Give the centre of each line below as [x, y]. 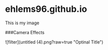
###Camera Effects [25, 32]
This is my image [22, 23]
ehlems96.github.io [46, 9]
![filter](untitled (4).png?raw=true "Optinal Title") [54, 42]
